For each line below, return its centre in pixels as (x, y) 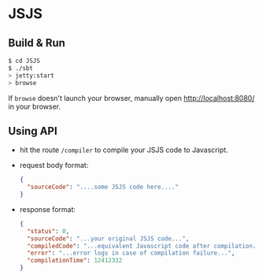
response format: (48, 209)
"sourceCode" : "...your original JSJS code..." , (108, 238)
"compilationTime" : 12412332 (75, 261)
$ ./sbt (21, 68)
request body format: (54, 166)
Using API (33, 131)
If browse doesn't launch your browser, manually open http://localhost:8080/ (131, 98)
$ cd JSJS (24, 61)
